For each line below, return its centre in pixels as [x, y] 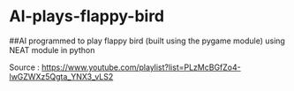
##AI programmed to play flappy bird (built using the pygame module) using [147, 41]
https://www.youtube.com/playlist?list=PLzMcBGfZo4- [141, 67]
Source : [24, 67]
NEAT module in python [52, 49]
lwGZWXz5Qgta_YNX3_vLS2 [61, 76]
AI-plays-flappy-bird [87, 16]
